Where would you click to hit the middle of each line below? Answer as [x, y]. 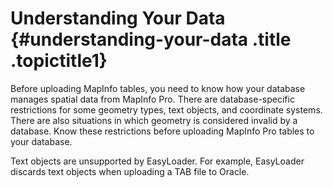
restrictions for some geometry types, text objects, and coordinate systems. [166, 109]
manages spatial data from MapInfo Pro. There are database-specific [152, 99]
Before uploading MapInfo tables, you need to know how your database [158, 88]
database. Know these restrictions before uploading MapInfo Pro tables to [162, 131]
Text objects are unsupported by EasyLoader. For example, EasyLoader [157, 161]
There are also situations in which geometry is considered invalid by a [154, 120]
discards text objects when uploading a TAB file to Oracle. [130, 171]
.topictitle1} [59, 61]
